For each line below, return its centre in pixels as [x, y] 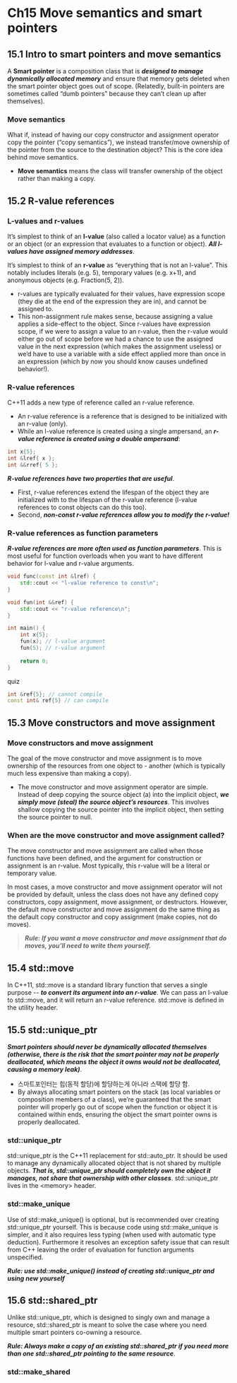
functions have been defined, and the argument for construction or [105, 858]
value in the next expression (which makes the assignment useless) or [120, 346]
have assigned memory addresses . [82, 251]
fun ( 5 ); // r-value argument [63, 648]
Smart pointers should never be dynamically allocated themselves [107, 1046]
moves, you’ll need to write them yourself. [88, 946]
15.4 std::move [41, 968]
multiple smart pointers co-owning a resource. [75, 1332]
